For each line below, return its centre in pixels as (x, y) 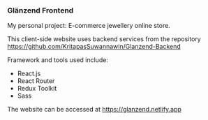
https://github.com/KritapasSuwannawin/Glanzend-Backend (94, 47)
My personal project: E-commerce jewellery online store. (89, 26)
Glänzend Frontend (40, 10)
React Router (36, 81)
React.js (29, 74)
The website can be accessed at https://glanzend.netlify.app (94, 110)
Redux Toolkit (37, 89)
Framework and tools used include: (58, 60)
